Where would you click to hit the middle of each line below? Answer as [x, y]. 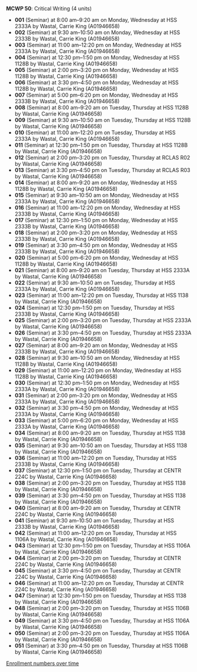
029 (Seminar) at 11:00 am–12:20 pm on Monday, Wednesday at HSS [98, 370]
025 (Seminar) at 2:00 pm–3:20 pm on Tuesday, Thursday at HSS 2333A [103, 320]
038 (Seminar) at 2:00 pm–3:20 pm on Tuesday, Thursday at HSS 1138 [100, 483]
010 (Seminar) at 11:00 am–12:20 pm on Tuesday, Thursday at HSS [95, 133]
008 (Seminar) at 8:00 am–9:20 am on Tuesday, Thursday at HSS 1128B [102, 107]
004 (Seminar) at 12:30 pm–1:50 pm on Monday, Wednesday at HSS [97, 57]
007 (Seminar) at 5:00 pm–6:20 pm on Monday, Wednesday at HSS [96, 95]
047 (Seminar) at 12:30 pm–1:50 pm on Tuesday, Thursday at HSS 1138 [101, 595]
